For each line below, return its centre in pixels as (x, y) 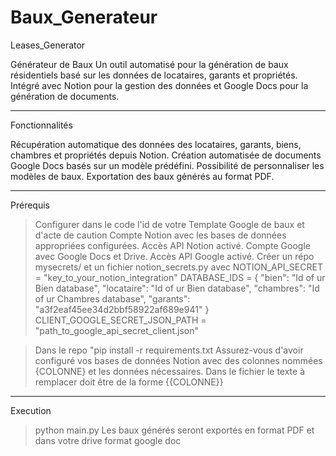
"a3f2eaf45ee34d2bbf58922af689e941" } (122, 309)
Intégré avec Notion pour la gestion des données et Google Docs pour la (159, 85)
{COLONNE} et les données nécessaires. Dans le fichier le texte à (170, 371)
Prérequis (30, 205)
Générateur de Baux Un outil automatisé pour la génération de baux (149, 64)
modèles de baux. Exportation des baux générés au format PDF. (142, 176)
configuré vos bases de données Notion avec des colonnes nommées (178, 360)
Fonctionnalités (41, 125)
